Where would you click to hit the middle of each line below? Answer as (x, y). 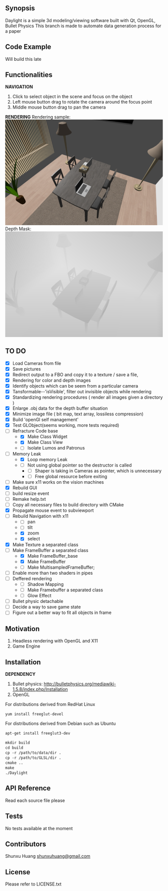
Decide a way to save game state (46, 607)
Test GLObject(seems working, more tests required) (66, 425)
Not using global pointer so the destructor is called (79, 465)
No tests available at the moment (39, 828)
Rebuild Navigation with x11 (40, 516)
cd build (14, 748)
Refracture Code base (35, 431)
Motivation (22, 629)
